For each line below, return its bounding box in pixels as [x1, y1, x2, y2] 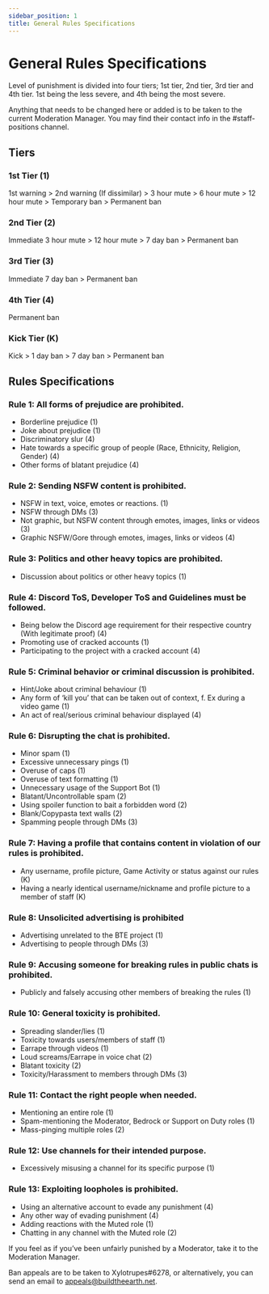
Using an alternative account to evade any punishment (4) [19, 1202, 214, 1212]
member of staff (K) [19, 891, 86, 901]
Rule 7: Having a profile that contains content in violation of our [8, 837, 261, 849]
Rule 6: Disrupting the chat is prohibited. [8, 731, 171, 742]
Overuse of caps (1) [19, 765, 86, 776]
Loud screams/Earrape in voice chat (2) [19, 1052, 153, 1061]
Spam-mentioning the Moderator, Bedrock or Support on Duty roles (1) [19, 1116, 255, 1126]
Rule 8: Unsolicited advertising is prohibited [8, 912, 184, 923]
